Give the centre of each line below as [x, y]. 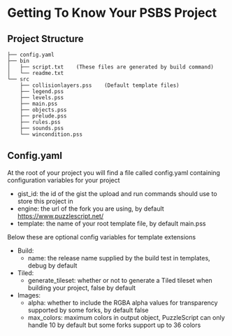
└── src [19, 79]
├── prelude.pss [44, 116]
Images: [29, 295]
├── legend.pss [42, 92]
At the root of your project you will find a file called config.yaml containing [114, 172]
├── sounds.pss [42, 128]
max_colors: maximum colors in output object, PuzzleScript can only [126, 317]
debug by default [52, 265]
